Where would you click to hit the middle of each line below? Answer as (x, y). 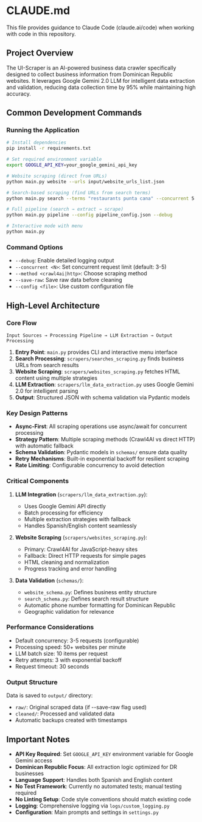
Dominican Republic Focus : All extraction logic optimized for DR (96, 767)
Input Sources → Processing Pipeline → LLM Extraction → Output (89, 335)
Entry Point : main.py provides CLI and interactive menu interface (96, 352)
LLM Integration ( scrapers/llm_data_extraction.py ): (81, 494)
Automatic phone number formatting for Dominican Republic (100, 605)
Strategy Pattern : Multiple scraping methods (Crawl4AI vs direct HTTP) (105, 440)
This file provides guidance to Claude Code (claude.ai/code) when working (100, 27)
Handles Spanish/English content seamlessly (80, 525)
